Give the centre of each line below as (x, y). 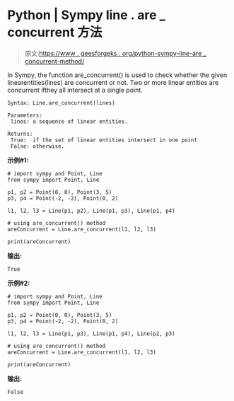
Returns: (20, 134)
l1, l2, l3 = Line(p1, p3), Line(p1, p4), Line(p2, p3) (91, 333)
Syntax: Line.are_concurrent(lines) (61, 103)
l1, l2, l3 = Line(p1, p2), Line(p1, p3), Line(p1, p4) (91, 211)
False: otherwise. (37, 146)
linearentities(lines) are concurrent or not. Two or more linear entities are (113, 82)
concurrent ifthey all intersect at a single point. (75, 90)
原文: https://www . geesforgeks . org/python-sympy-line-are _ (115, 53)
